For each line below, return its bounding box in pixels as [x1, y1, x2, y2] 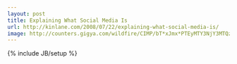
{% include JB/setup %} [7, 49, 78, 58]
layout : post [7, 10, 46, 18]
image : [7, 30, 27, 37]
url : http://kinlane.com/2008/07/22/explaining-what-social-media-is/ [7, 23, 219, 30]
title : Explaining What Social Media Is [7, 17, 128, 24]
